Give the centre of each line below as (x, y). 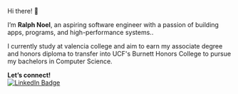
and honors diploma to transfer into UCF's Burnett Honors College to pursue (119, 54)
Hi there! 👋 (23, 11)
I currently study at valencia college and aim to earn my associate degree (115, 46)
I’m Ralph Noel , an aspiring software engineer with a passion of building (113, 25)
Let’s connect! (29, 75)
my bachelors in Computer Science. (60, 61)
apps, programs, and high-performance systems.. (81, 32)
